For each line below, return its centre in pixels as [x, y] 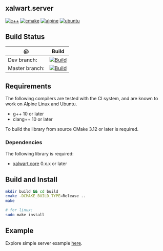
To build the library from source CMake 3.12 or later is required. [72, 129]
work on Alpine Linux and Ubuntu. [41, 104]
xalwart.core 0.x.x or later [40, 164]
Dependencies [24, 143]
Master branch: [26, 68]
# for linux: [19, 210]
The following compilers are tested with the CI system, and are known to [82, 99]
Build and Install [32, 180]
